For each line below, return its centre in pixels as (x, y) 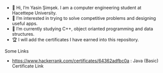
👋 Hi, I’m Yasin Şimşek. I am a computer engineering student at (76, 8)
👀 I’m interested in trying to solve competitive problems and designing (84, 18)
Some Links (17, 51)
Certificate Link (28, 66)
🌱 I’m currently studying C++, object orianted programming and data (82, 29)
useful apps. (25, 23)
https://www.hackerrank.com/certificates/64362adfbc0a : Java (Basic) (85, 61)
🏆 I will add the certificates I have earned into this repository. (75, 39)
